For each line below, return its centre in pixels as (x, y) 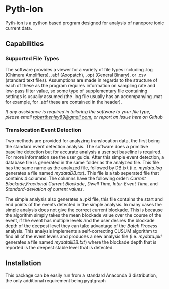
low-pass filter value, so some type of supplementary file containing (76, 91)
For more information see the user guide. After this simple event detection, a (85, 157)
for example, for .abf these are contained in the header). (64, 102)
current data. (19, 28)
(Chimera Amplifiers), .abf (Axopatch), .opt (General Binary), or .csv (76, 75)
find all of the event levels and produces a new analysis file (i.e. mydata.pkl (83, 236)
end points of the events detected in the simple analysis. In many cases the (83, 204)
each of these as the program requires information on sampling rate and (80, 85)
